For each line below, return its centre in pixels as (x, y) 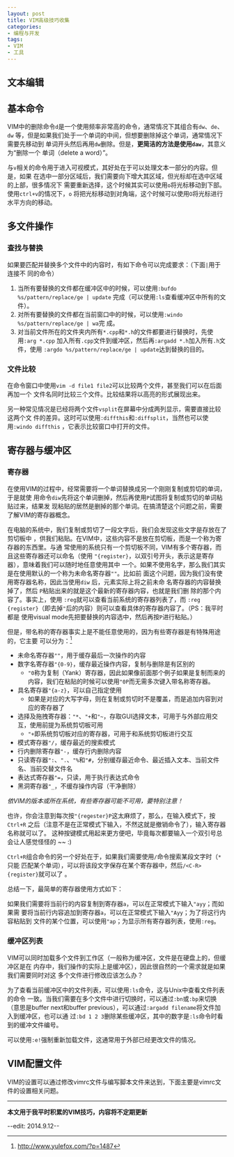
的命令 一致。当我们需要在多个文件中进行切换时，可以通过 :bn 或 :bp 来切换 (112, 999)
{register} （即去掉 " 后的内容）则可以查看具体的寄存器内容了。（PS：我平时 (115, 608)
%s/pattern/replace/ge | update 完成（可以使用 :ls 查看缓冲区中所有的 (118, 296)
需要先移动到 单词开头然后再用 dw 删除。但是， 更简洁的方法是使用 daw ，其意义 (117, 144)
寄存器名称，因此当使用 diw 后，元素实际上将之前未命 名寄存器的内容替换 (117, 582)
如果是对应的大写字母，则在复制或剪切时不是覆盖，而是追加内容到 (122, 699)
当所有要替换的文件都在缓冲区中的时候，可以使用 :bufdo (97, 288)
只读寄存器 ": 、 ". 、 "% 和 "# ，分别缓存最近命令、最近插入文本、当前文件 (118, 760)
